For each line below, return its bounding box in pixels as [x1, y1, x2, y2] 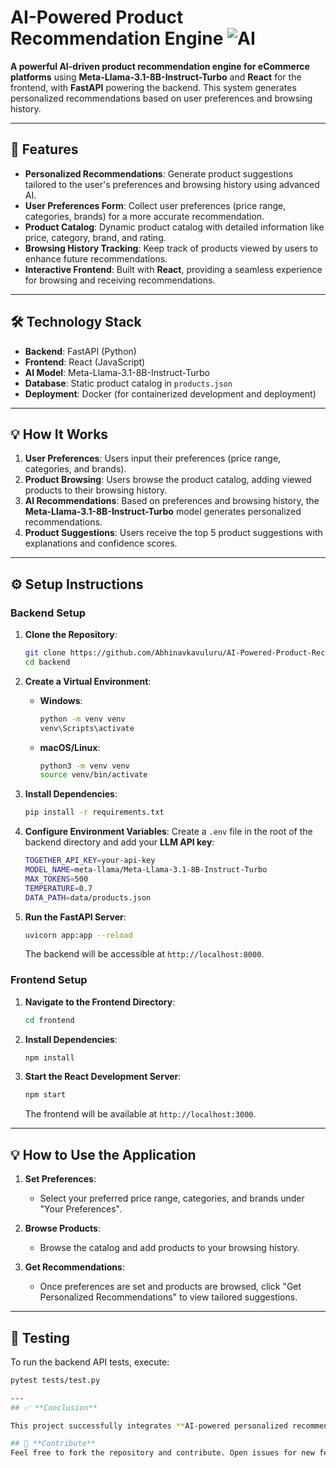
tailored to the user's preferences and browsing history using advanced [24, 178, 320, 190]
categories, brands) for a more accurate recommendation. [24, 210, 265, 222]
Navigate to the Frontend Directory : [24, 996, 176, 1008]
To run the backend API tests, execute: [10, 1356, 170, 1368]
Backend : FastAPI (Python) [24, 345, 137, 357]
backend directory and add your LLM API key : [24, 836, 215, 848]
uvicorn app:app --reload [24, 930, 133, 940]
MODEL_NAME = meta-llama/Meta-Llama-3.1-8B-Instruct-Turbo [24, 865, 268, 875]
